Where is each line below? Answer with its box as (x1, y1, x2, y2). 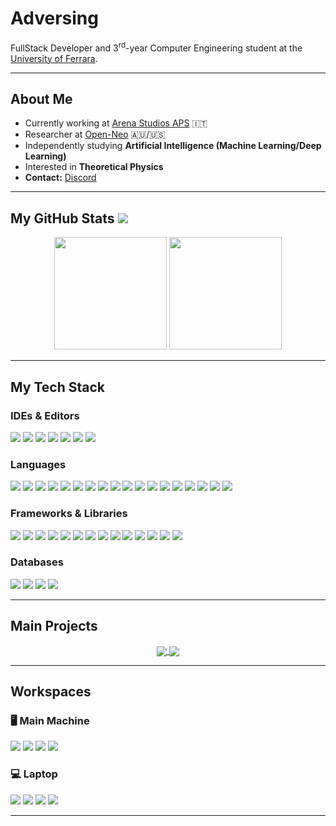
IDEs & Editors (10, 408, 80, 422)
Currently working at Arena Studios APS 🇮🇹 (24, 117, 208, 129)
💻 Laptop (10, 767, 58, 781)
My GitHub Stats (10, 210, 115, 227)
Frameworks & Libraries (10, 507, 128, 521)
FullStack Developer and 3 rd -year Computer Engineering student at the (10, 40, 303, 54)
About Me (10, 90, 73, 107)
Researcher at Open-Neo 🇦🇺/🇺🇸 (24, 128, 166, 141)
